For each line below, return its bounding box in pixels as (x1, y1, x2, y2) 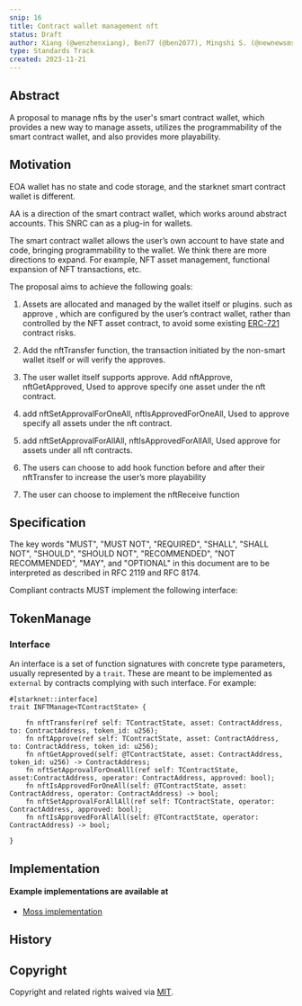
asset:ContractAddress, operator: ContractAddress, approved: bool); (9, 774, 276, 783)
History (9, 932, 52, 948)
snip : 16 (9, 13, 42, 22)
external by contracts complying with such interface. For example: (9, 678, 257, 689)
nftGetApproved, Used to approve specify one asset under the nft (22, 381, 266, 392)
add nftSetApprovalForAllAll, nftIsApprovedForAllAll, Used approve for (22, 435, 281, 446)
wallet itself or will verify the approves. (22, 354, 166, 365)
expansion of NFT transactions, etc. (9, 263, 142, 274)
